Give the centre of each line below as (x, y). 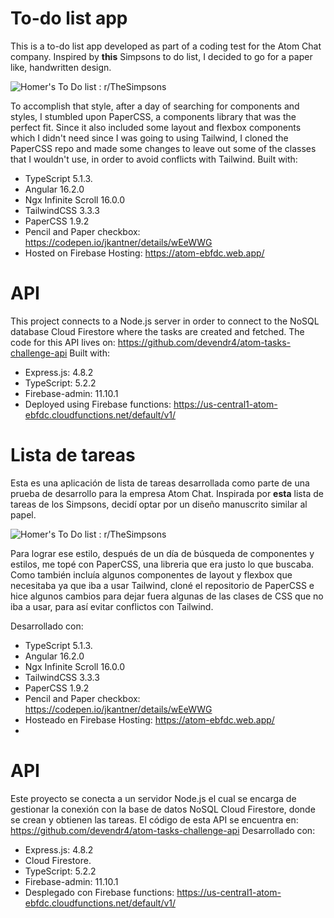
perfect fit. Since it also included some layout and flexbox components (156, 127)
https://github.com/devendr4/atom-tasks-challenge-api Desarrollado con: (163, 830)
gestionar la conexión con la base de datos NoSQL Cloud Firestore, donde (163, 809)
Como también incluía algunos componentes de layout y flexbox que (151, 574)
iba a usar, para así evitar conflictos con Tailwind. (112, 606)
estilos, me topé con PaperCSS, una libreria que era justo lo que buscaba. (162, 564)
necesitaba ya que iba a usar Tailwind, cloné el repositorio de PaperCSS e (162, 585)
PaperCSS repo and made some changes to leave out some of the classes (163, 148)
